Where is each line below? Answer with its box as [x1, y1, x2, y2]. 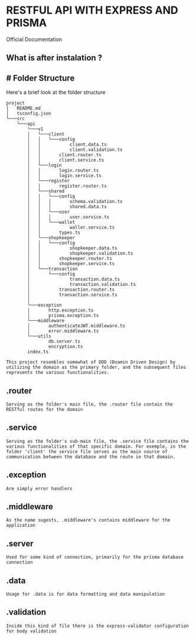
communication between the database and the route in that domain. [6, 454, 176, 459]
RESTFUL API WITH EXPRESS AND [6, 4, 178, 17]
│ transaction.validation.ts [27, 282, 136, 288]
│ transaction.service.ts [27, 292, 118, 298]
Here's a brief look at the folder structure [6, 89, 106, 96]
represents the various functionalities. [6, 369, 110, 376]
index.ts [27, 349, 49, 355]
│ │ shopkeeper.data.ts [27, 245, 118, 252]
